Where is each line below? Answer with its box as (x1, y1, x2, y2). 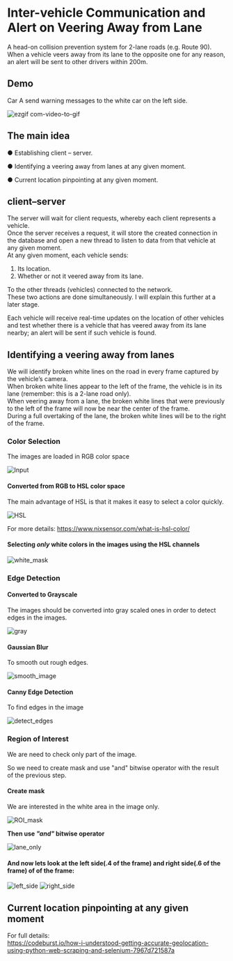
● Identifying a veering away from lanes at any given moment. (7, 162, 186, 170)
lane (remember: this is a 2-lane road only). (7, 390, 131, 398)
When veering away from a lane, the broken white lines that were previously (7, 397, 225, 406)
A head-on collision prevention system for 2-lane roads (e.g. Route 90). (7, 43, 212, 51)
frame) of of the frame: (7, 866, 75, 875)
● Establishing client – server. (7, 148, 93, 157)
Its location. (17, 265, 51, 273)
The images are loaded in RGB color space (7, 452, 130, 461)
